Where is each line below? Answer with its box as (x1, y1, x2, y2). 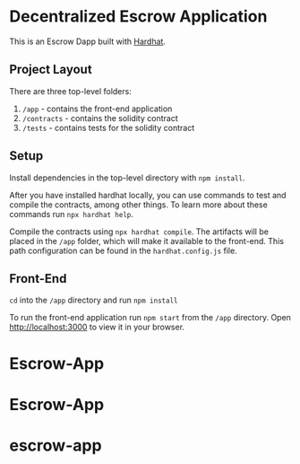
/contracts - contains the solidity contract (21, 112, 178, 123)
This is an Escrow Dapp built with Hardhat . (9, 36, 166, 47)
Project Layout (9, 62, 92, 77)
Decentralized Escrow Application (9, 6, 268, 27)
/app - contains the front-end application (21, 103, 173, 114)
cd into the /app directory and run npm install (9, 294, 178, 306)
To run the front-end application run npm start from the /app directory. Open (9, 312, 291, 323)
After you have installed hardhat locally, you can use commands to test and (9, 189, 287, 200)
